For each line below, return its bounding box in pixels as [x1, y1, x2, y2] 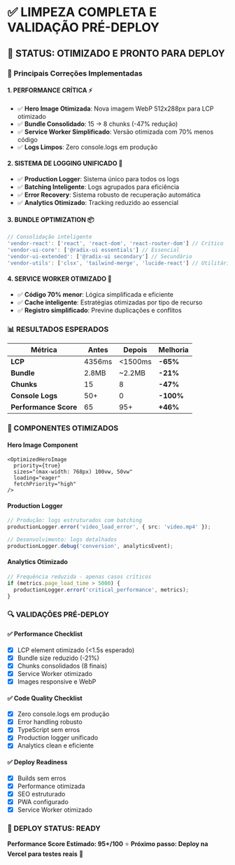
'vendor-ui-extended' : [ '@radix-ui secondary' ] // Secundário [7, 253, 192, 260]
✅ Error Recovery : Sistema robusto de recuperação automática [17, 190, 201, 199]
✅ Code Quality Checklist [7, 694, 83, 702]
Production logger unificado [17, 733, 99, 742]
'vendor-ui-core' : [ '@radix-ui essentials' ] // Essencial [7, 246, 180, 253]
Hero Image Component [7, 440, 78, 449]
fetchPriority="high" [13, 481, 77, 488]
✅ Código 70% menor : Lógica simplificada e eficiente [17, 290, 173, 298]
